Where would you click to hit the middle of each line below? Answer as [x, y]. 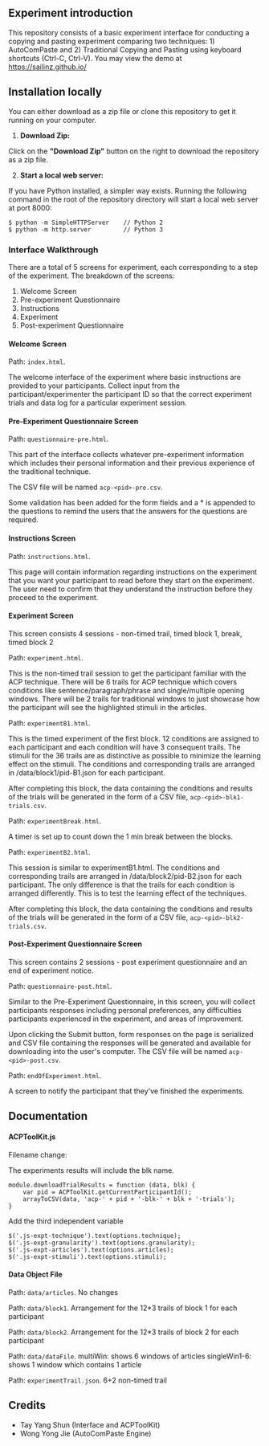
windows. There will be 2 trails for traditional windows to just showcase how [134, 699]
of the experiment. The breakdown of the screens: [92, 276]
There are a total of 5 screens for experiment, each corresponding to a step [133, 267]
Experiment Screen [41, 616]
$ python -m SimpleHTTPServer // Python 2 [86, 223]
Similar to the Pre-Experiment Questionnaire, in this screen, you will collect [132, 1001]
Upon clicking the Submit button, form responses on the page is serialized [131, 1034]
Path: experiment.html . [46, 657]
